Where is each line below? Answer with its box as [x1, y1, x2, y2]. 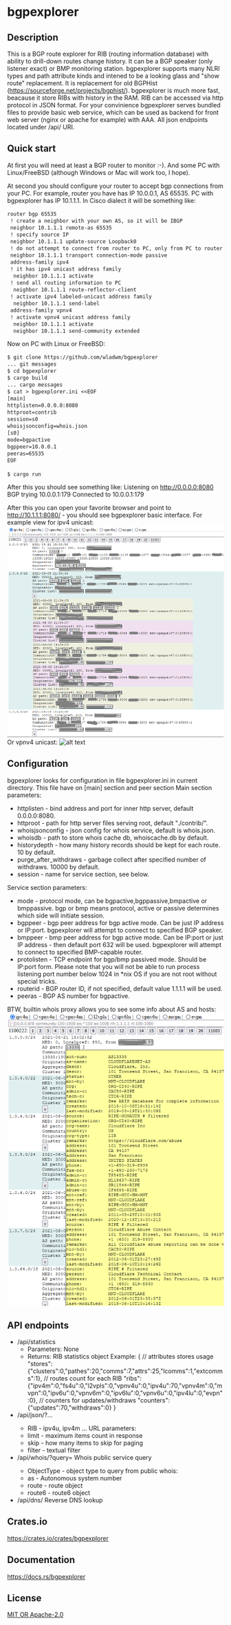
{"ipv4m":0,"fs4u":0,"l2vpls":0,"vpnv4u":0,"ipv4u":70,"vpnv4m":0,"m [27, 1381, 223, 1390]
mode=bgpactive [7, 436, 51, 443]
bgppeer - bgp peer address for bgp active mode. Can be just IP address [16, 918, 224, 926]
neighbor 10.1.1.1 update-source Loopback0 [10, 238, 137, 245]
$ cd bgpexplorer [7, 368, 57, 374]
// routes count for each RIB [43, 1374, 122, 1382]
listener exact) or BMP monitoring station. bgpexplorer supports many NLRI [7, 65, 220, 72]
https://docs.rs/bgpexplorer [7, 1572, 86, 1580]
